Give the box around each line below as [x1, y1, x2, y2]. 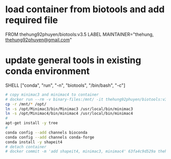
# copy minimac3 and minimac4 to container [5, 92, 99, 97]
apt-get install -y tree [5, 121, 58, 126]
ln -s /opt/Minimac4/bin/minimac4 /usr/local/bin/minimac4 [5, 111, 133, 116]
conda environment [5, 65, 90, 77]
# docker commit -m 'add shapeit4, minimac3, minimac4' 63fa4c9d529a [5, 149, 156, 154]
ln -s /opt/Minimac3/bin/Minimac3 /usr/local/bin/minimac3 [5, 106, 133, 112]
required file [5, 14, 58, 26]
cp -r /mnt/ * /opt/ [5, 101, 47, 107]
